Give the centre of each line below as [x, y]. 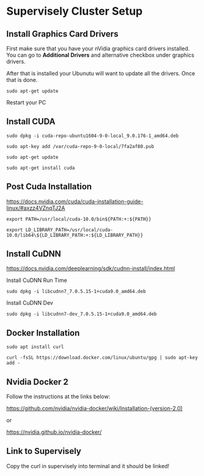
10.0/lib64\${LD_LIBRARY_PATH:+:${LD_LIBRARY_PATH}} [75, 235]
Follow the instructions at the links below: [58, 396]
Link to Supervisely [44, 451]
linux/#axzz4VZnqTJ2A [36, 208]
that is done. [22, 80]
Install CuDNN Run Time [37, 280]
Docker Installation [43, 333]
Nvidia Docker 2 [37, 381]
